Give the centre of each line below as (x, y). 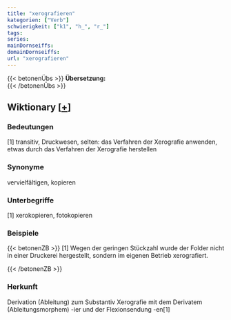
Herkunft (22, 287)
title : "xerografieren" (41, 13)
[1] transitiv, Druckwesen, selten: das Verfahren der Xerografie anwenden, (112, 142)
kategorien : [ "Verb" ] (38, 20)
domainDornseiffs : (33, 53)
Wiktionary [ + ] (39, 107)
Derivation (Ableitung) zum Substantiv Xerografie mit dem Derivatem (105, 302)
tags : (15, 33)
